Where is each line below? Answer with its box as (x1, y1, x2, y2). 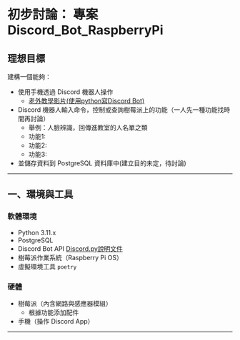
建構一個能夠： (7, 73, 51, 81)
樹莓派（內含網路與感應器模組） (17, 299, 112, 307)
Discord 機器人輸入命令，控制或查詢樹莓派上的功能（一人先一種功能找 (17, 105, 224, 114)
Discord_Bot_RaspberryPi (7, 22, 164, 38)
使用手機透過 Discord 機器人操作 (17, 88, 114, 96)
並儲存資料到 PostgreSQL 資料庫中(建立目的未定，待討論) (17, 159, 187, 168)
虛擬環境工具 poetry (17, 262, 77, 271)
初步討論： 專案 (7, 6, 99, 23)
